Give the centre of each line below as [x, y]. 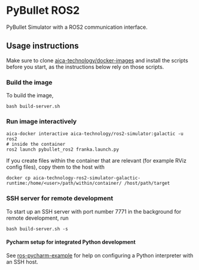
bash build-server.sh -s [37, 229]
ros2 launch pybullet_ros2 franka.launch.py [63, 150]
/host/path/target [147, 184]
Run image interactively [41, 121]
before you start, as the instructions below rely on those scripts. [85, 67]
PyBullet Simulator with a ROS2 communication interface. [77, 27]
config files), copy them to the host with [55, 167]
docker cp [19, 178]
